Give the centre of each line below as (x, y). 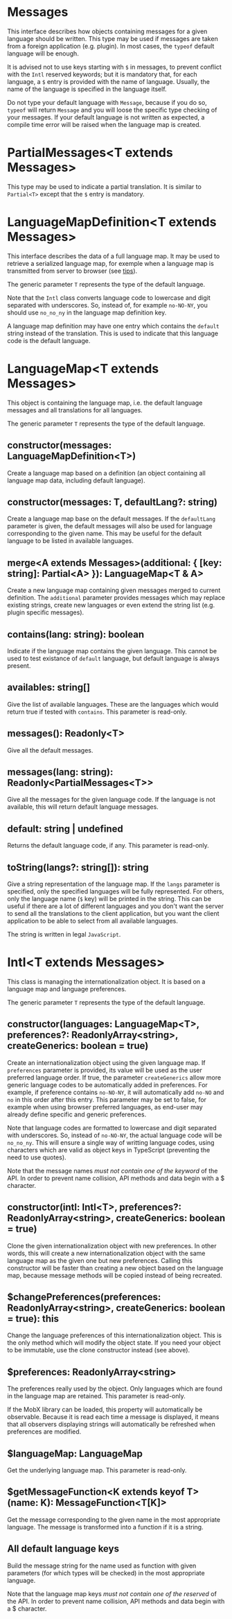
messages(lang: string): (60, 772)
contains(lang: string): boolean (76, 634)
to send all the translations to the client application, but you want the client (113, 914)
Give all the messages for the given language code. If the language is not (111, 800)
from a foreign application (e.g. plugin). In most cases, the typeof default (111, 46)
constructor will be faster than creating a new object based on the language (115, 1268)
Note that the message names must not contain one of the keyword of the (113, 1171)
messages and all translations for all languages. (75, 410)
